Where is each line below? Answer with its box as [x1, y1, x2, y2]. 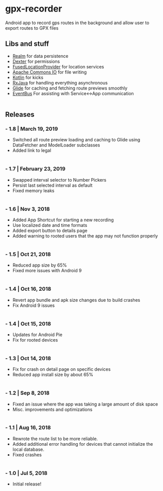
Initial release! [12, 481, 42, 487]
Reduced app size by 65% [12, 262, 67, 268]
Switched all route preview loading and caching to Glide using [12, 137, 140, 143]
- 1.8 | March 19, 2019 [5, 125, 58, 132]
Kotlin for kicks [12, 74, 44, 80]
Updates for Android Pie [12, 332, 63, 338]
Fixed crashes [12, 451, 42, 458]
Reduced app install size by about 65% [12, 372, 94, 378]
